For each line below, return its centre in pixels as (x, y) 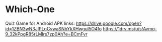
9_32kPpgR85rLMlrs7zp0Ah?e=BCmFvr (47, 34)
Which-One (30, 9)
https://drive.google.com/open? (109, 23)
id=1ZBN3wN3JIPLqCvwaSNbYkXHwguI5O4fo (54, 28)
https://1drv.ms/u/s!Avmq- (130, 28)
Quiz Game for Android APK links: (40, 23)
